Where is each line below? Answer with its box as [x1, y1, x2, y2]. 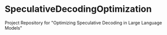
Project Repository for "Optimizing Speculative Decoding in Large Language [5, 20, 162, 26]
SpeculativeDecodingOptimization [5, 3, 152, 15]
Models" [5, 25, 23, 31]
